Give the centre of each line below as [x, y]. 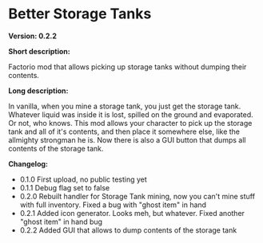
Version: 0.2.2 [33, 36]
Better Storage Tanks [80, 14]
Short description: [39, 51]
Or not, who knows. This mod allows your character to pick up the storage [130, 123]
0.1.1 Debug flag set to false [65, 187]
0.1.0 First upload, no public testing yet [84, 179]
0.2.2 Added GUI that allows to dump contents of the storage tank [128, 230]
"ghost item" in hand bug [61, 221]
